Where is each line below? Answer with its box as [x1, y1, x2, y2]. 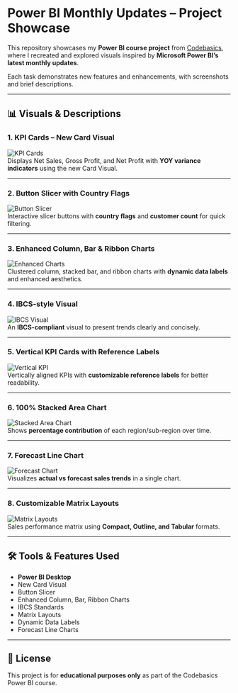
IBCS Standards [17, 602, 64, 611]
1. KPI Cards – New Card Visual [7, 133, 115, 142]
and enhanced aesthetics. [7, 275, 83, 283]
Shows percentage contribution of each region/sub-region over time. [7, 427, 212, 435]
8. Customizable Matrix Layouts [7, 498, 119, 508]
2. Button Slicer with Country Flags [7, 188, 130, 198]
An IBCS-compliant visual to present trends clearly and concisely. [7, 322, 200, 331]
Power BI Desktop [17, 573, 72, 581]
